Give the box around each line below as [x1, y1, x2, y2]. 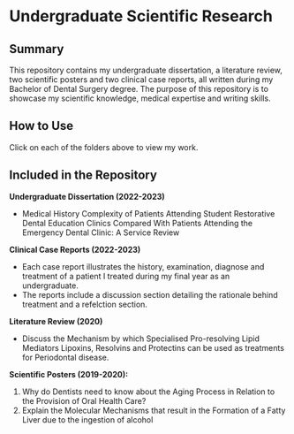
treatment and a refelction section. [21, 299, 148, 309]
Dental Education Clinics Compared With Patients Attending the [21, 217, 253, 228]
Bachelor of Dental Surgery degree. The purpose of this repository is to [9, 84, 269, 94]
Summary [9, 42, 64, 57]
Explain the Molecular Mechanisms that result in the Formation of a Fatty [21, 405, 286, 415]
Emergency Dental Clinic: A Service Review [21, 227, 180, 238]
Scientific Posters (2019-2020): [9, 369, 129, 379]
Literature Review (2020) [9, 316, 103, 326]
